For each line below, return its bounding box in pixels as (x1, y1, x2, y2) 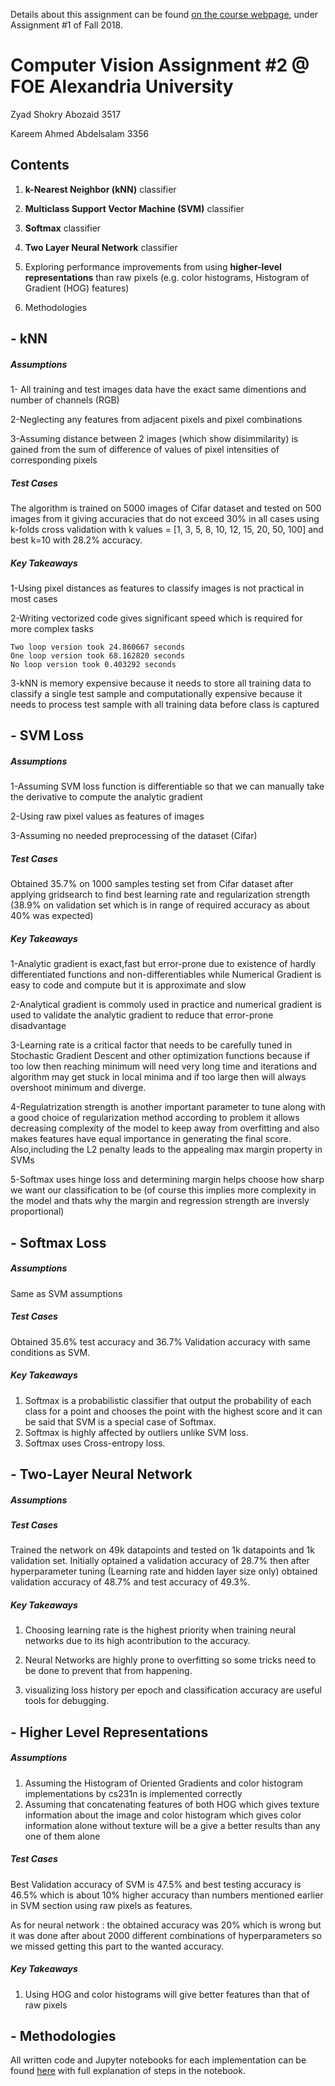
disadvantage (10, 1020, 67, 1032)
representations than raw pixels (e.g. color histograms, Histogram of (24, 271, 310, 283)
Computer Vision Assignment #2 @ (10, 54, 310, 77)
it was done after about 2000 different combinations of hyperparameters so (10, 1929, 322, 1941)
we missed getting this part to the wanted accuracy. (10, 1940, 225, 1952)
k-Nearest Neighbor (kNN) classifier (24, 183, 177, 195)
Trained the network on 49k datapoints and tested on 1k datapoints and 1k (10, 1544, 315, 1556)
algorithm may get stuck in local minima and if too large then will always (10, 1071, 307, 1083)
